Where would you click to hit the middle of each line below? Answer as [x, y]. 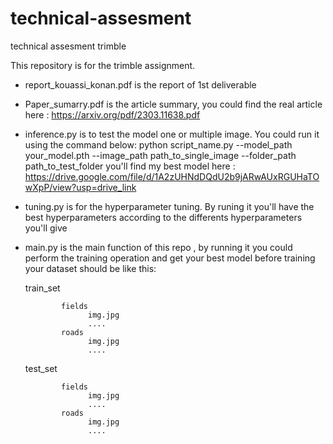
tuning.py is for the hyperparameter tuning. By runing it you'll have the [169, 206]
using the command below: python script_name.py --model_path [158, 144]
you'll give [46, 228]
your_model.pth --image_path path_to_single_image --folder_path [160, 155]
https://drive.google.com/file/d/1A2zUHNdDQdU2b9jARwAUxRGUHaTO [172, 176]
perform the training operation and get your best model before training [170, 258]
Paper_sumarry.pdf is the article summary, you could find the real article [173, 104]
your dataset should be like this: [90, 268]
